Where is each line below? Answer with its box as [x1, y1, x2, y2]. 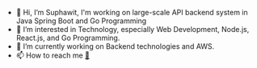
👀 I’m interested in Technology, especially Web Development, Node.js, [15, 25, 250, 34]
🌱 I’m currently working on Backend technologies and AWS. [15, 42, 215, 51]
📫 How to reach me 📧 [15, 50, 91, 60]
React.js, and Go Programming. [15, 33, 120, 42]
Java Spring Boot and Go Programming [15, 16, 147, 26]
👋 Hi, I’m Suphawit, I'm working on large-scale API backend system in [15, 8, 248, 17]
